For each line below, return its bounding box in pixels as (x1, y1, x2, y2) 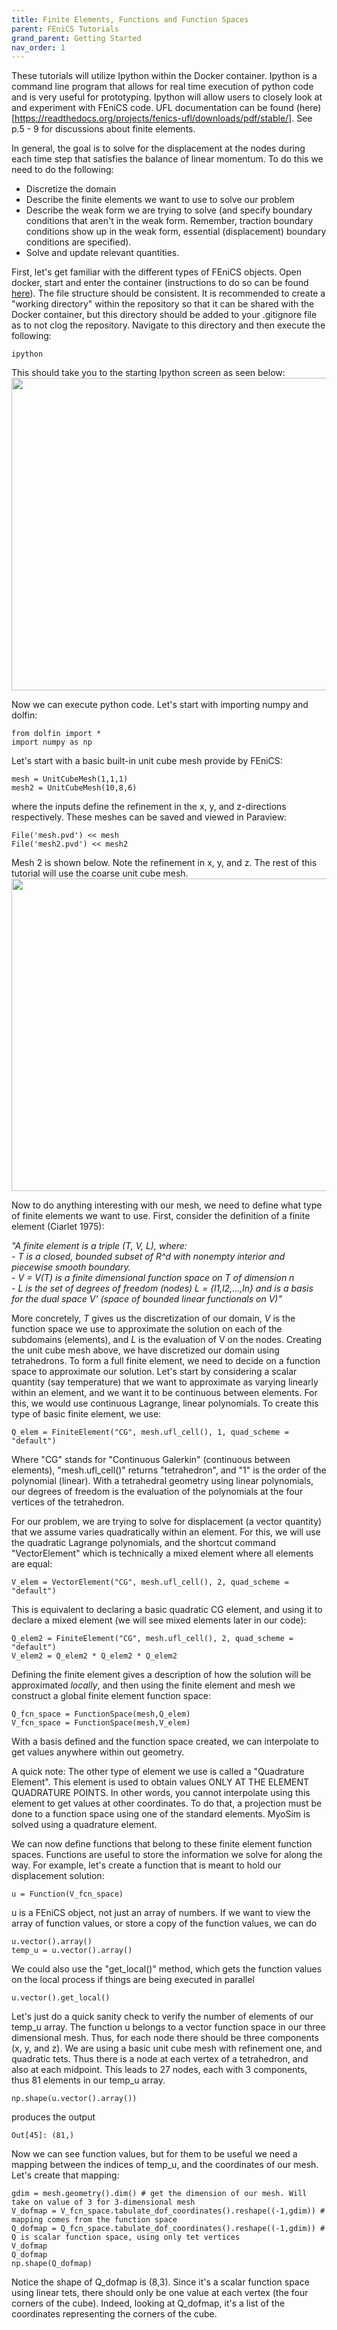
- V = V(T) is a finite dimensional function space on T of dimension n (11, 1272, 295, 1284)
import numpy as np (11, 737, 93, 748)
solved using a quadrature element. (11, 1819, 158, 1831)
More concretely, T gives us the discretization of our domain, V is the (11, 1312, 296, 1325)
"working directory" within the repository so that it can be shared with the (11, 298, 315, 310)
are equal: (11, 1558, 53, 1570)
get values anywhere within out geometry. (11, 1746, 185, 1758)
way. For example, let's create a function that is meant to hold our (11, 1859, 282, 1871)
